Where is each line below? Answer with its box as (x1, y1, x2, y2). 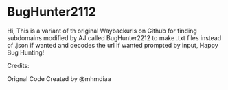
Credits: (7, 61, 30, 70)
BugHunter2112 (7, 4, 96, 20)
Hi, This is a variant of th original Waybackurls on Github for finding (7, 27, 197, 35)
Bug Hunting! (7, 48, 45, 57)
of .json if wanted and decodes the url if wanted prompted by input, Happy (7, 41, 218, 49)
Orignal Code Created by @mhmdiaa (7, 74, 111, 82)
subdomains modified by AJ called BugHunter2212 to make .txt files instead (7, 33, 222, 42)
